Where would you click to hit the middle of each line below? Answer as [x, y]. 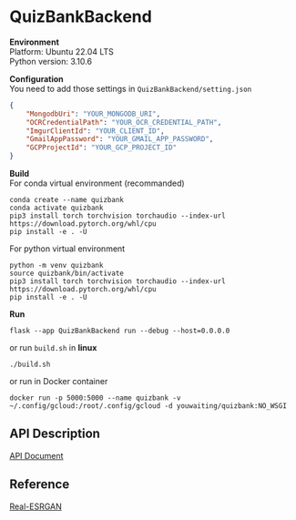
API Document [36, 455]
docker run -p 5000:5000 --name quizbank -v [95, 398]
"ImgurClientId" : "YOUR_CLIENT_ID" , [96, 131]
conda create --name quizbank [67, 200]
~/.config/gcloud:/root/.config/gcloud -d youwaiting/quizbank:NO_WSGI [148, 406]
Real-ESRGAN [36, 506]
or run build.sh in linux [53, 348]
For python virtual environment [67, 249]
